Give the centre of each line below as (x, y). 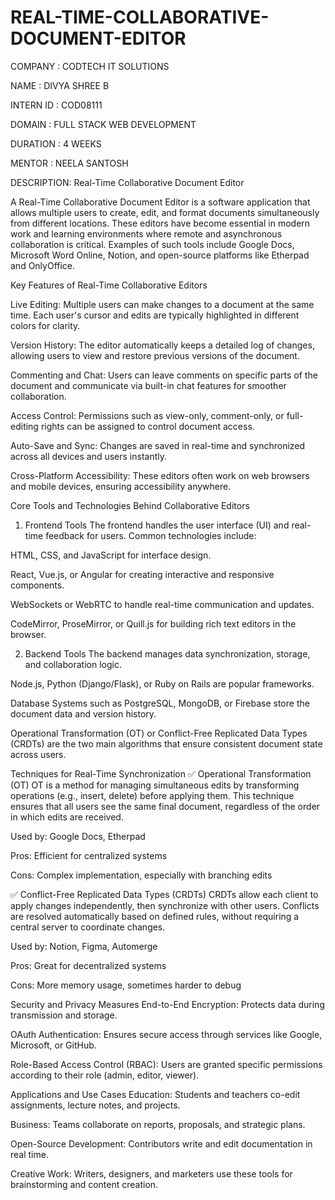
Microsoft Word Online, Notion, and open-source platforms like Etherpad (160, 255)
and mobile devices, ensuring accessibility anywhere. (121, 486)
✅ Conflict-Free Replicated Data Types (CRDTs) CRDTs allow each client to (164, 894)
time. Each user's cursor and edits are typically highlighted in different (155, 315)
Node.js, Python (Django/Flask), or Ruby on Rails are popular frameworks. (162, 683)
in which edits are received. (67, 817)
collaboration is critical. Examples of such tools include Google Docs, (152, 244)
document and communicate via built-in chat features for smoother (148, 385)
